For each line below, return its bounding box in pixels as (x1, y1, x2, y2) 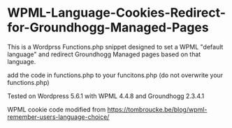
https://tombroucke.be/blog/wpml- (107, 105, 208, 113)
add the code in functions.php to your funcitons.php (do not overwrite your (7, 71, 224, 79)
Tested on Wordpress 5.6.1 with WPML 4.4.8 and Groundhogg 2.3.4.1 (7, 92, 205, 100)
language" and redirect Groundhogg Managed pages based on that (7, 50, 201, 58)
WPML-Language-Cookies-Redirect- (7, 5, 226, 21)
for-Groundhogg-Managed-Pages (7, 19, 209, 35)
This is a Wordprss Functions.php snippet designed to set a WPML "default (7, 42, 224, 51)
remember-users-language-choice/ (7, 113, 110, 121)
